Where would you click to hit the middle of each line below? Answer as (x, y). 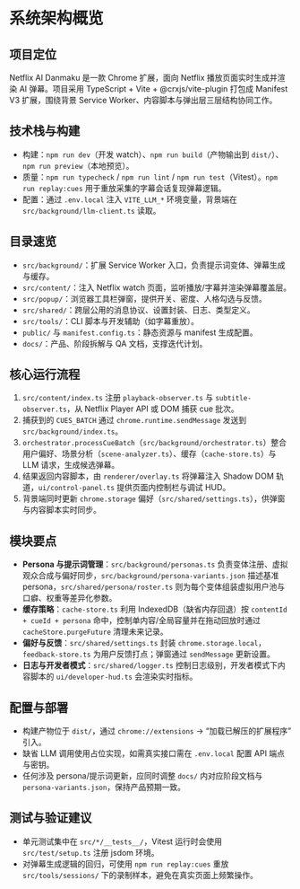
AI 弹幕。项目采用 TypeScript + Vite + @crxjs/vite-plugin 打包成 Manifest (154, 89)
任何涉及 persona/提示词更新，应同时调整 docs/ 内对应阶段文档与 (142, 776)
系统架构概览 (57, 18)
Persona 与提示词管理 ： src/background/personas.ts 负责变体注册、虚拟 (155, 564)
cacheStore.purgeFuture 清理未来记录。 (95, 632)
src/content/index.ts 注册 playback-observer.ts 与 (117, 398)
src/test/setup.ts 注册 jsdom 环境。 (90, 852)
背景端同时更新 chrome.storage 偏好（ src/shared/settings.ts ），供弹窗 (154, 498)
